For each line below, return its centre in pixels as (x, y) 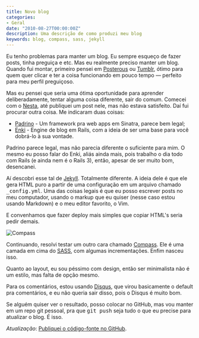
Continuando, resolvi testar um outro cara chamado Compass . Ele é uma (95, 244)
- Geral (16, 23)
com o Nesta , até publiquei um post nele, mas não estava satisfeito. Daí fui (97, 106)
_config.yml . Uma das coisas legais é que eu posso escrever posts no (94, 191)
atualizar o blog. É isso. (35, 317)
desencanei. (21, 167)
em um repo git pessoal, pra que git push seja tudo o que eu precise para (99, 311)
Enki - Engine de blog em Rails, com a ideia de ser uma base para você (102, 130)
